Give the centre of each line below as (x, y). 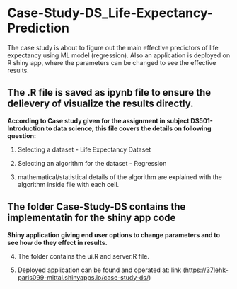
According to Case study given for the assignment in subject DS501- (110, 120)
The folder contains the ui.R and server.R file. (83, 256)
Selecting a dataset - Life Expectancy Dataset (84, 149)
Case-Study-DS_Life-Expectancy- (110, 13)
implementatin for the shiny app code (92, 218)
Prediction (38, 28)
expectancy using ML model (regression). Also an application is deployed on (119, 55)
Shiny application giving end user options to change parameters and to (114, 234)
